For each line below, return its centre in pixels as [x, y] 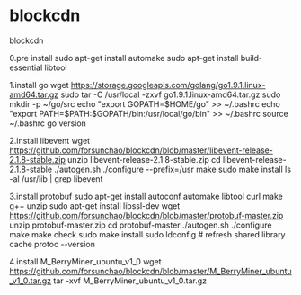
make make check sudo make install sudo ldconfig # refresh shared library [147, 234]
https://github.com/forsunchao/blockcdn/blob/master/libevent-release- [142, 150]
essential [26, 67]
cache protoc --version [53, 244]
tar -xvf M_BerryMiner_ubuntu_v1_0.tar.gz [130, 281]
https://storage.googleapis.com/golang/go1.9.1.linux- [168, 85]
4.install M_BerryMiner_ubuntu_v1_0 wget [85, 261]
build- [252, 58]
